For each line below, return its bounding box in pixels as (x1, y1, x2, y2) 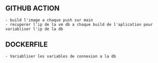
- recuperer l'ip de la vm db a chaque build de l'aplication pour (5, 22, 153, 27)
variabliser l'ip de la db (5, 26, 63, 31)
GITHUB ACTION (5, 4, 60, 13)
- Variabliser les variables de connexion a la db (5, 53, 116, 59)
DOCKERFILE (5, 40, 48, 49)
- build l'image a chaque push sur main (5, 17, 94, 22)
